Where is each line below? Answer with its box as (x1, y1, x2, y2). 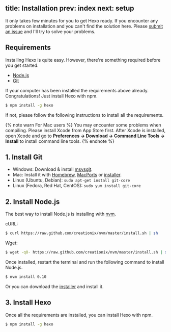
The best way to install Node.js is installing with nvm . (5, 211, 116, 217)
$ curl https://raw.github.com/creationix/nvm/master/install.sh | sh (5, 231, 158, 236)
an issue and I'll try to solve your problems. (5, 28, 96, 35)
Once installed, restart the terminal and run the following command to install (5, 259, 164, 265)
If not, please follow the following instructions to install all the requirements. (5, 112, 164, 118)
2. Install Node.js (5, 197, 60, 206)
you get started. (5, 62, 39, 68)
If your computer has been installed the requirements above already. (5, 87, 149, 93)
